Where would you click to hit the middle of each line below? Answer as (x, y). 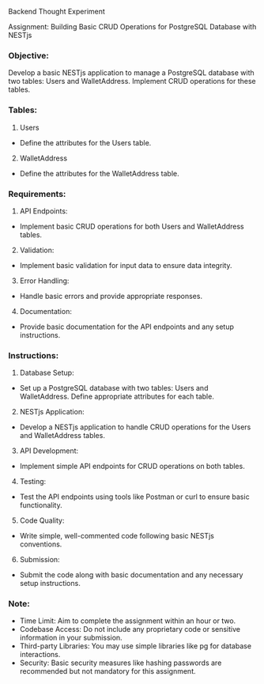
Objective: (28, 55)
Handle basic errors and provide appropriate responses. (111, 296)
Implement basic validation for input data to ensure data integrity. (126, 265)
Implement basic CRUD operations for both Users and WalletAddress (132, 226)
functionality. (41, 505)
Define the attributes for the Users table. (85, 142)
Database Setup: (47, 373)
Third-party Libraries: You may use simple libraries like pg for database (135, 646)
